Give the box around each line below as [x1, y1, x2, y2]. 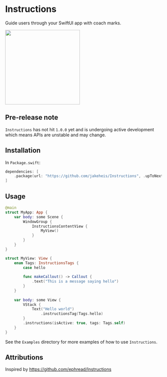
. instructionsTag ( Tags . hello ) [40, 311, 103, 316]
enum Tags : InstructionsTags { [14, 260, 79, 266]
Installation [5, 146, 41, 155]
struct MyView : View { [5, 256, 52, 261]
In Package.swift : [5, 159, 41, 165]
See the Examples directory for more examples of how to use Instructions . [5, 339, 158, 345]
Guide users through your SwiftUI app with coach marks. [5, 20, 122, 26]
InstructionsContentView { [31, 224, 88, 229]
